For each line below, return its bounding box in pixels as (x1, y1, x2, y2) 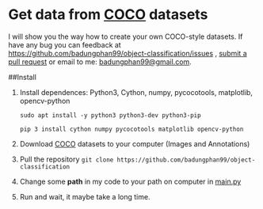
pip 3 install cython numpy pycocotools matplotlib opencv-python (19, 125, 244, 133)
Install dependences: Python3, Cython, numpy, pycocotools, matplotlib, (19, 87, 253, 97)
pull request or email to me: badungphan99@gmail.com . (8, 57, 192, 66)
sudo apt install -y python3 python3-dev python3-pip (19, 111, 201, 120)
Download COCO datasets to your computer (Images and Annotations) (19, 139, 250, 148)
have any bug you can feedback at (8, 40, 121, 49)
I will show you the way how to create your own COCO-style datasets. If (8, 32, 243, 41)
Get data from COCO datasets (8, 6, 208, 24)
